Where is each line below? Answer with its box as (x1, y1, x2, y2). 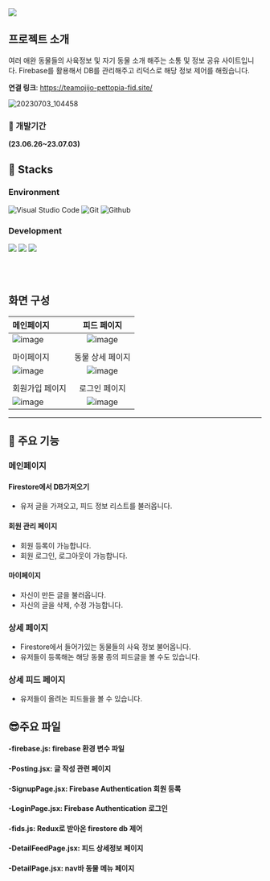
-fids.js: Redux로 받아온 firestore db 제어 (8, 823, 143, 833)
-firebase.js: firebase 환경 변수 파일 (8, 744, 125, 754)
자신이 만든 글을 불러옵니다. (19, 589, 107, 599)
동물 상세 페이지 (74, 351, 131, 362)
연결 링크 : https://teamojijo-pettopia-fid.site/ (8, 82, 153, 92)
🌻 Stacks (8, 163, 54, 176)
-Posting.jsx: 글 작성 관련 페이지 (8, 764, 111, 773)
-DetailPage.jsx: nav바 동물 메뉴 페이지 (8, 863, 135, 873)
